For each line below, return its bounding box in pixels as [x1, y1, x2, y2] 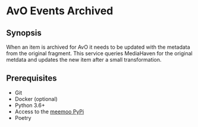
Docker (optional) [14, 95, 58, 102]
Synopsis [6, 28, 42, 38]
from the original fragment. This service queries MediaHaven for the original [6, 50, 193, 57]
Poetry [14, 114, 32, 121]
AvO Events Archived [6, 4, 114, 18]
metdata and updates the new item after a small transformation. [6, 56, 162, 63]
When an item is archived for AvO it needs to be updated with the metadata [6, 43, 190, 50]
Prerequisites [6, 73, 57, 84]
